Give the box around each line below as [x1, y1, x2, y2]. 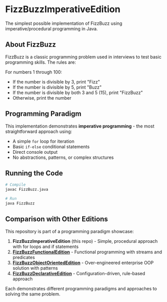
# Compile [5, 182, 26, 188]
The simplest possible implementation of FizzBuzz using [5, 20, 123, 26]
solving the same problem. [5, 291, 61, 297]
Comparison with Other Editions [5, 215, 108, 224]
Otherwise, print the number [12, 95, 72, 101]
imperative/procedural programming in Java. [5, 25, 98, 31]
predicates [12, 254, 35, 260]
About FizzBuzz [5, 40, 57, 49]
